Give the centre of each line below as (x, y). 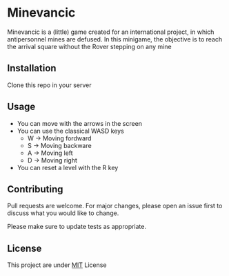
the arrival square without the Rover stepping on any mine (89, 46)
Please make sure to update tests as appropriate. (77, 227)
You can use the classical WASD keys (70, 131)
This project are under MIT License (57, 265)
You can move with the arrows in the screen (80, 123)
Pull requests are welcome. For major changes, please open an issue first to (115, 206)
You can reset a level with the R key (68, 167)
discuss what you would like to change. (63, 213)
